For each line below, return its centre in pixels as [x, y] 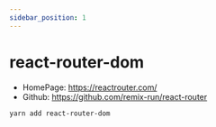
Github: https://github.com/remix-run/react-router [115, 96]
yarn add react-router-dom [60, 113]
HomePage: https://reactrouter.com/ [90, 87]
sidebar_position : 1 [48, 18]
